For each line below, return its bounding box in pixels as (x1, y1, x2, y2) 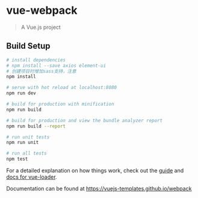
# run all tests (6, 150, 47, 156)
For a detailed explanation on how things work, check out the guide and (6, 167, 184, 174)
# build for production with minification (6, 101, 114, 107)
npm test (6, 156, 28, 162)
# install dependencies (6, 57, 66, 63)
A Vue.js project (20, 23, 61, 31)
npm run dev (6, 90, 36, 96)
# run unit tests (6, 134, 50, 140)
